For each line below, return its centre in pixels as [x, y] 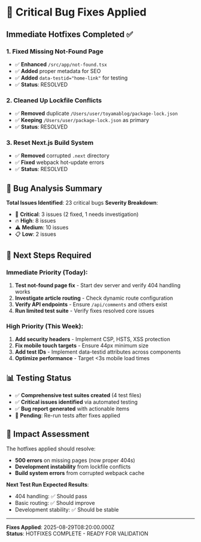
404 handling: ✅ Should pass [51, 496]
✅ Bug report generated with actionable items [72, 409]
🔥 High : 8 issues [35, 221]
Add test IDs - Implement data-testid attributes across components [98, 352]
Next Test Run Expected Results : [48, 485]
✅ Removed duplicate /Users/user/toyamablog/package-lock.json [96, 114]
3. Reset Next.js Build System [50, 143]
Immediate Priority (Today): [47, 272]
